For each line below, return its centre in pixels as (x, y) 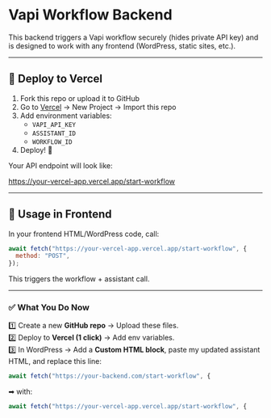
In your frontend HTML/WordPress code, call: (84, 234)
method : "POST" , (43, 256)
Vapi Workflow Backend (90, 15)
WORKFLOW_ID (52, 142)
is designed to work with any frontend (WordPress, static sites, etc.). (122, 45)
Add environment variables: (66, 116)
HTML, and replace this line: (55, 361)
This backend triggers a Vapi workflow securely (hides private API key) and (133, 37)
